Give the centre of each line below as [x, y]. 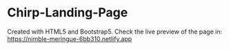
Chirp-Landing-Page [68, 13]
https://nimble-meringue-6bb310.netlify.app [70, 38]
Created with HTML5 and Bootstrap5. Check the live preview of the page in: [115, 32]
